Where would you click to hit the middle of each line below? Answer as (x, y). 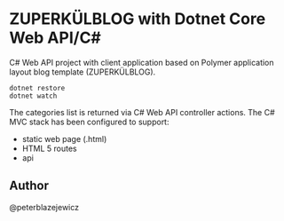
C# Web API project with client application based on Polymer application (142, 62)
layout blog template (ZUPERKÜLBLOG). (83, 72)
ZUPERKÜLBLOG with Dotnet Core (138, 19)
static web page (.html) (64, 138)
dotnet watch (33, 96)
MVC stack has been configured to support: (89, 122)
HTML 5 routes (49, 148)
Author (29, 186)
